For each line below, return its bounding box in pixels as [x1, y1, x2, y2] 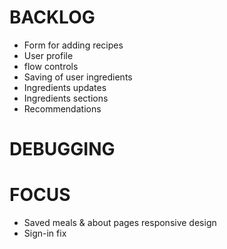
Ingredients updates [23, 81, 107, 93]
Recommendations [23, 102, 102, 115]
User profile [23, 49, 74, 61]
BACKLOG [9, 6, 96, 29]
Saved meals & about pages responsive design [23, 217, 217, 229]
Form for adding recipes [23, 39, 124, 51]
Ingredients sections [23, 92, 109, 104]
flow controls [23, 60, 79, 72]
